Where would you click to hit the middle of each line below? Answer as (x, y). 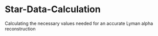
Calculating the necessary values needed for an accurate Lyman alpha (79, 23)
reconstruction (20, 28)
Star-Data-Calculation (53, 9)
